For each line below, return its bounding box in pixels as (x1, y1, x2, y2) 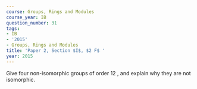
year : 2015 (6, 53, 33, 59)
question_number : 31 (6, 20, 58, 26)
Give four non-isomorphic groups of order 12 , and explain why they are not (6, 69, 191, 76)
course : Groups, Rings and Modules (6, 8, 95, 15)
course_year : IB (6, 14, 46, 20)
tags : (6, 25, 20, 32)
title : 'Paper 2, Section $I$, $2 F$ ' (6, 48, 105, 54)
